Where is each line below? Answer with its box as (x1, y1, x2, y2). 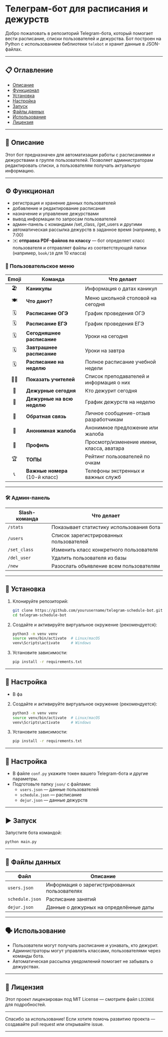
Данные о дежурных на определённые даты (45, 904, 154, 911)
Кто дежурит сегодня (84, 387, 137, 394)
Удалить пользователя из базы (51, 554, 126, 561)
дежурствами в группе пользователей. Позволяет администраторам (5, 157, 153, 163)
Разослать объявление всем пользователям (51, 562, 160, 569)
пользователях (45, 887, 82, 894)
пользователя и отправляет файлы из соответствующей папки (12, 245, 146, 251)
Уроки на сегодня (84, 333, 128, 340)
